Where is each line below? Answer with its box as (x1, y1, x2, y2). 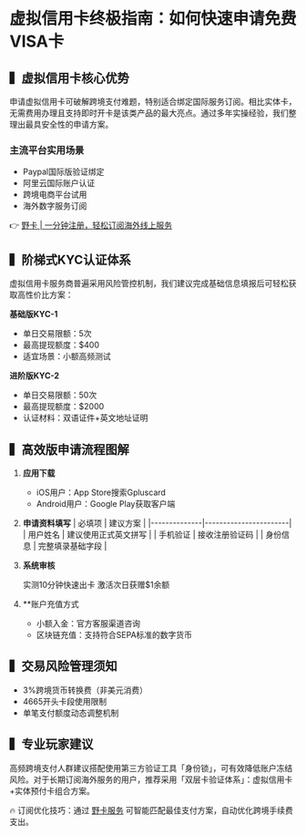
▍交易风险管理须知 (9, 658, 117, 675)
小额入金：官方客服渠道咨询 (36, 617, 141, 629)
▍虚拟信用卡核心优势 (9, 70, 129, 86)
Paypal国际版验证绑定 (22, 166, 105, 178)
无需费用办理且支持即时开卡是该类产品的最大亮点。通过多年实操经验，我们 (9, 108, 289, 119)
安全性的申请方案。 (40, 119, 114, 129)
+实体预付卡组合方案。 (9, 785, 96, 796)
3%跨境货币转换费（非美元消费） (22, 685, 148, 696)
